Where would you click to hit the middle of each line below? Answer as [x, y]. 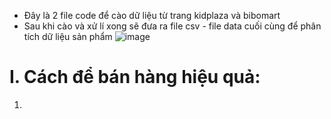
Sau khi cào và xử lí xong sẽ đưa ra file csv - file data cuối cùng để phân [172, 26]
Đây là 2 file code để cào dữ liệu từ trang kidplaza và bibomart [152, 15]
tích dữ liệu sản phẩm [68, 36]
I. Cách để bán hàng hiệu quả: [135, 77]
